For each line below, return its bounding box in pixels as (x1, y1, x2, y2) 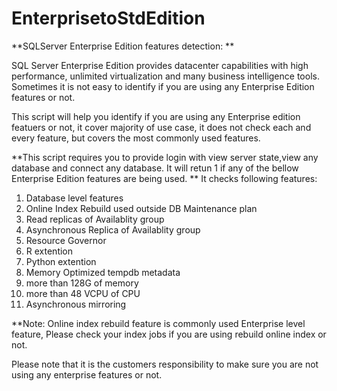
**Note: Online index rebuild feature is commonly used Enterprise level (11, 317, 306, 329)
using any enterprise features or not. (11, 368, 163, 381)
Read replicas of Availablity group (25, 213, 165, 225)
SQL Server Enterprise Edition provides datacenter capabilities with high (11, 59, 309, 71)
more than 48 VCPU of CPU (25, 287, 141, 299)
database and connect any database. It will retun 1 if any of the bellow (11, 162, 299, 174)
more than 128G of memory (25, 277, 139, 289)
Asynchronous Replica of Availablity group (25, 223, 201, 236)
